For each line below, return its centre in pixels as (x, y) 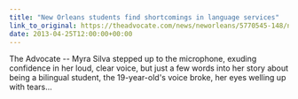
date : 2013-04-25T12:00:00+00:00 (71, 34)
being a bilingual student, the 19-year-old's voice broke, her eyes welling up (148, 78)
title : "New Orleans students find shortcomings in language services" (144, 17)
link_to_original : (43, 26)
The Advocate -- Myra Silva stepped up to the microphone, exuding (133, 59)
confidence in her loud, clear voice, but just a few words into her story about (149, 68)
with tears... (31, 87)
